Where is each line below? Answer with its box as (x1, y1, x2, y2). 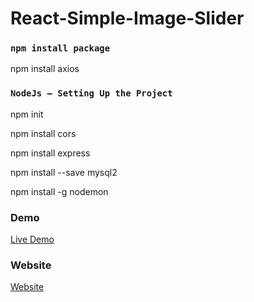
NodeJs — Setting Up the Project (10, 88, 173, 99)
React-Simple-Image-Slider (10, 7, 245, 30)
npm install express (10, 147, 91, 159)
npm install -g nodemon (10, 185, 109, 197)
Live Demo (10, 233, 55, 246)
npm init (10, 108, 44, 120)
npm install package (10, 43, 111, 54)
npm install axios (10, 63, 80, 75)
